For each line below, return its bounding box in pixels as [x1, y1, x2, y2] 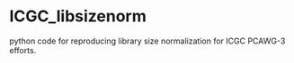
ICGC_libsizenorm [9, 6, 147, 27]
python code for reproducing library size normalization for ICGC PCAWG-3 [9, 35, 286, 46]
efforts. [9, 44, 37, 55]
